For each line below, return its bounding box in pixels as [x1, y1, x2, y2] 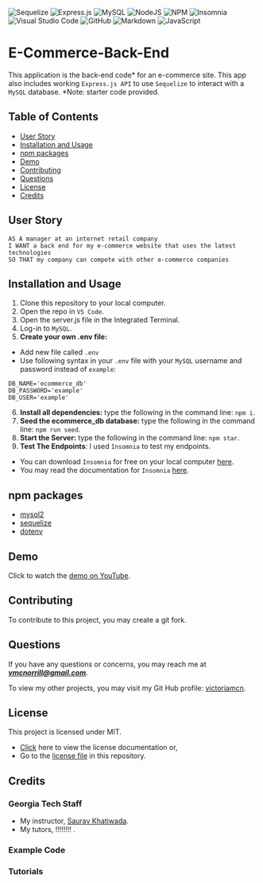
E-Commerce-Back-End [8, 44, 169, 62]
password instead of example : [19, 365, 117, 374]
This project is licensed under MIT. [8, 727, 122, 736]
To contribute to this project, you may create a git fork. [8, 615, 187, 624]
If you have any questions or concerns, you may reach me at [8, 659, 207, 669]
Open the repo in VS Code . [19, 307, 105, 316]
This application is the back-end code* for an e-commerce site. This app [8, 70, 246, 80]
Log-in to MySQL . [19, 323, 72, 334]
